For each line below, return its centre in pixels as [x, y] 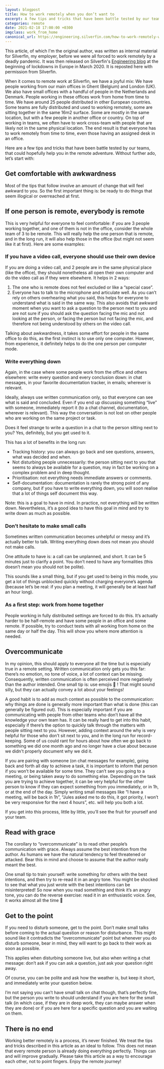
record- [145, 735]
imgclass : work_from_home [31, 32]
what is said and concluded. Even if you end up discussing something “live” [81, 403]
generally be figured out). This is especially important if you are [69, 709]
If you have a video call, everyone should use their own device [80, 257]
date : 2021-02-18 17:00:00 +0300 [39, 28]
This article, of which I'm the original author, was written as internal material [81, 51]
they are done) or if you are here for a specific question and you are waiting [81, 1008]
